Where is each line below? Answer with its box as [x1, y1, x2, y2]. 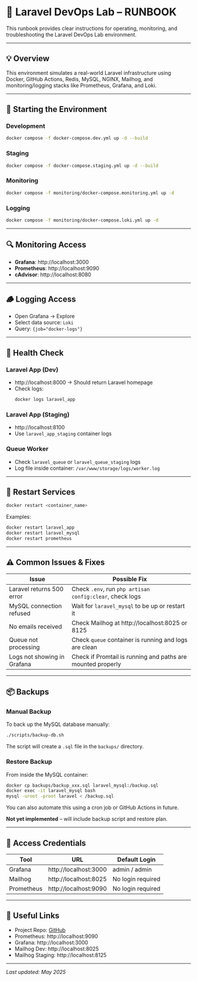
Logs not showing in [9, 652, 64, 661]
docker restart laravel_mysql [6, 530, 80, 536]
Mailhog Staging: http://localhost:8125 [14, 951, 107, 959]
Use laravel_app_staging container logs [14, 430, 112, 438]
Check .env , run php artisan [71, 585, 150, 593]
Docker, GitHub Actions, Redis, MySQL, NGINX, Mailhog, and [6, 75, 154, 82]
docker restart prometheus [6, 536, 72, 542]
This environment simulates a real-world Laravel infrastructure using [6, 69, 171, 76]
